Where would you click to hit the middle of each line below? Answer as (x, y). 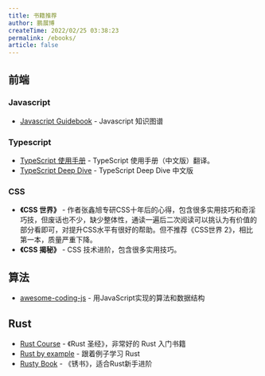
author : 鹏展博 (31, 23)
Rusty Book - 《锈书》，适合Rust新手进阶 (86, 364)
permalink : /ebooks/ (43, 38)
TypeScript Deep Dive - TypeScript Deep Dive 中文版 (106, 170)
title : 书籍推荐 (33, 16)
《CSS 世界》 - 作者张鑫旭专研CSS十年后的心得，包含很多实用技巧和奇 (134, 210)
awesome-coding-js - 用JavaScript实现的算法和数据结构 (112, 298)
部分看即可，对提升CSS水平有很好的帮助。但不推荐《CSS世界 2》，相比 (136, 230)
